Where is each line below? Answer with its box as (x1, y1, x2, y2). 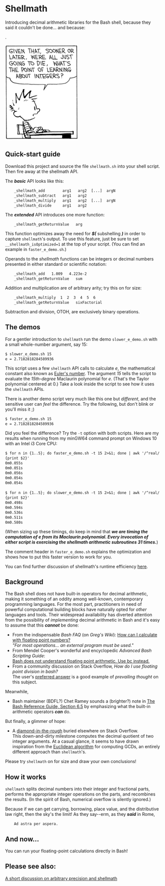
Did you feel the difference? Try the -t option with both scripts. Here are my (5, 430, 159, 436)
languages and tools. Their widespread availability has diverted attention (5, 612, 153, 618)
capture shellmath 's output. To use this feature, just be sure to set (5, 236, 139, 242)
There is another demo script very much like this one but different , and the (5, 396, 156, 402)
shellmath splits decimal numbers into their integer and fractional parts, (5, 786, 150, 792)
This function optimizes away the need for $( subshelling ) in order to (5, 230, 146, 236)
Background (5, 578, 43, 586)
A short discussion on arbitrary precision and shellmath (5, 875, 117, 881)
